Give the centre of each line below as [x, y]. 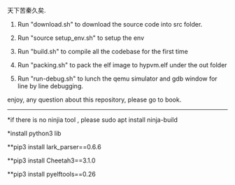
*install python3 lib [34, 133]
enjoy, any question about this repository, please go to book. [94, 100]
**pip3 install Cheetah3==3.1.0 [51, 160]
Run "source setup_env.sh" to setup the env [81, 38]
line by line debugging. [50, 86]
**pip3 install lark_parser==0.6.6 [54, 147]
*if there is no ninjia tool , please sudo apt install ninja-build [93, 120]
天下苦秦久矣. [27, 10]
